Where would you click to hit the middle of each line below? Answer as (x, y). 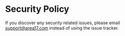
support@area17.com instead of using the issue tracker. (62, 28)
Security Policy (37, 9)
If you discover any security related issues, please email (63, 23)
